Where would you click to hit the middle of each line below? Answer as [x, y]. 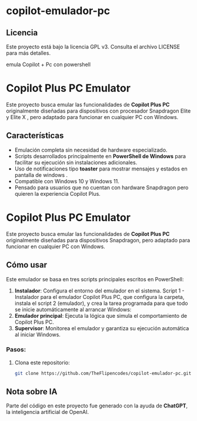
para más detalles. [29, 53]
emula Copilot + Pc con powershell [49, 64]
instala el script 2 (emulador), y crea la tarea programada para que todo [101, 303]
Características [35, 136]
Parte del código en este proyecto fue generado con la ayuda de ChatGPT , [97, 406]
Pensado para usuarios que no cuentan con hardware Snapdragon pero [101, 188]
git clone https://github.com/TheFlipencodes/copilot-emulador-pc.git [103, 373]
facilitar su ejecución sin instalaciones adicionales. [76, 162]
